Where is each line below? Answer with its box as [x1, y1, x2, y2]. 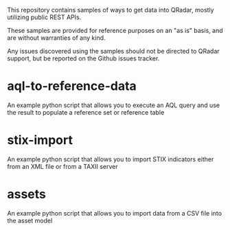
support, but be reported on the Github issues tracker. [7, 54, 160, 62]
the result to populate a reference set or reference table [7, 108, 165, 116]
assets [7, 187, 47, 202]
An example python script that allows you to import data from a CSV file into [7, 209, 222, 217]
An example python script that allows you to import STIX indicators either [7, 154, 214, 163]
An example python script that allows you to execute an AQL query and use [7, 101, 220, 109]
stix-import [7, 133, 73, 148]
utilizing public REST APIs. [7, 13, 82, 21]
